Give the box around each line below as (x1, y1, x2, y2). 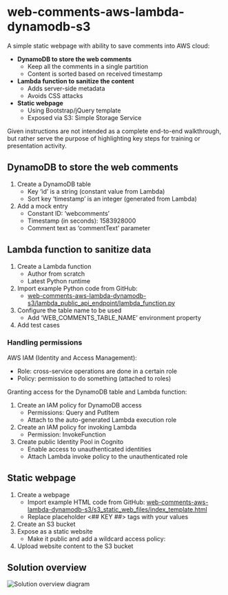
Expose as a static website (17, 527, 93, 535)
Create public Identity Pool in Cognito (17, 437, 124, 445)
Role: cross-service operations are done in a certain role (17, 367, 178, 375)
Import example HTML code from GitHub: (27, 498, 145, 506)
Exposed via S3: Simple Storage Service (27, 113, 142, 121)
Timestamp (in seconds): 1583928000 (27, 216, 136, 225)
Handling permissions (7, 338, 83, 347)
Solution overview (7, 562, 87, 574)
